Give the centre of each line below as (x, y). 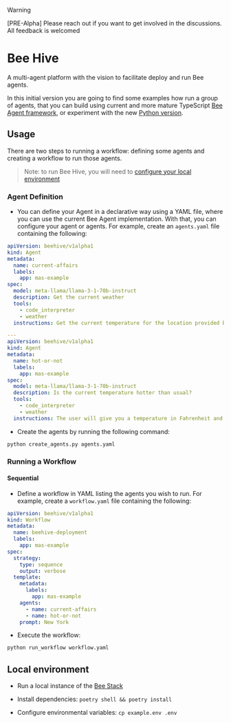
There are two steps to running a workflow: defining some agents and (106, 151)
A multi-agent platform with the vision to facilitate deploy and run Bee (106, 77)
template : (27, 577)
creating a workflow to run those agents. (65, 158)
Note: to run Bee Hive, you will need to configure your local (108, 171)
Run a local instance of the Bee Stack (70, 686)
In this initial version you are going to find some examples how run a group (113, 98)
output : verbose (43, 571)
